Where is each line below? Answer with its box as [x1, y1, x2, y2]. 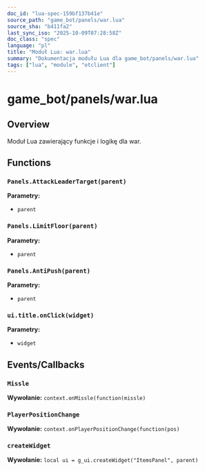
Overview [7, 119, 50, 131]
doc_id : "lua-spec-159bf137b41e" [7, 10, 104, 17]
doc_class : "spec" [7, 36, 60, 43]
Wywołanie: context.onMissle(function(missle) [7, 393, 146, 401]
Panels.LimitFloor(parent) [7, 222, 98, 230]
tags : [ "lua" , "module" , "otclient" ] [7, 61, 116, 68]
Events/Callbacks [7, 358, 85, 370]
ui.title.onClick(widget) [7, 311, 95, 319]
